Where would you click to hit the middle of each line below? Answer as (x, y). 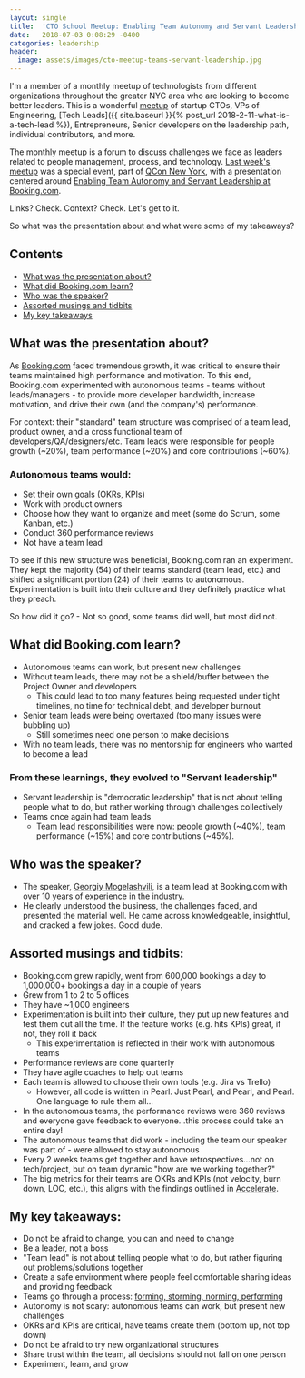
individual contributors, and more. (73, 134)
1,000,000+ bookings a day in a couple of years (112, 985)
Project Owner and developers (80, 686)
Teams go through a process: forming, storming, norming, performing (152, 1296)
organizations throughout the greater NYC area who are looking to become (149, 96)
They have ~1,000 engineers (76, 1004)
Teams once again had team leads (87, 817)
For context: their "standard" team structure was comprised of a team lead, (150, 422)
